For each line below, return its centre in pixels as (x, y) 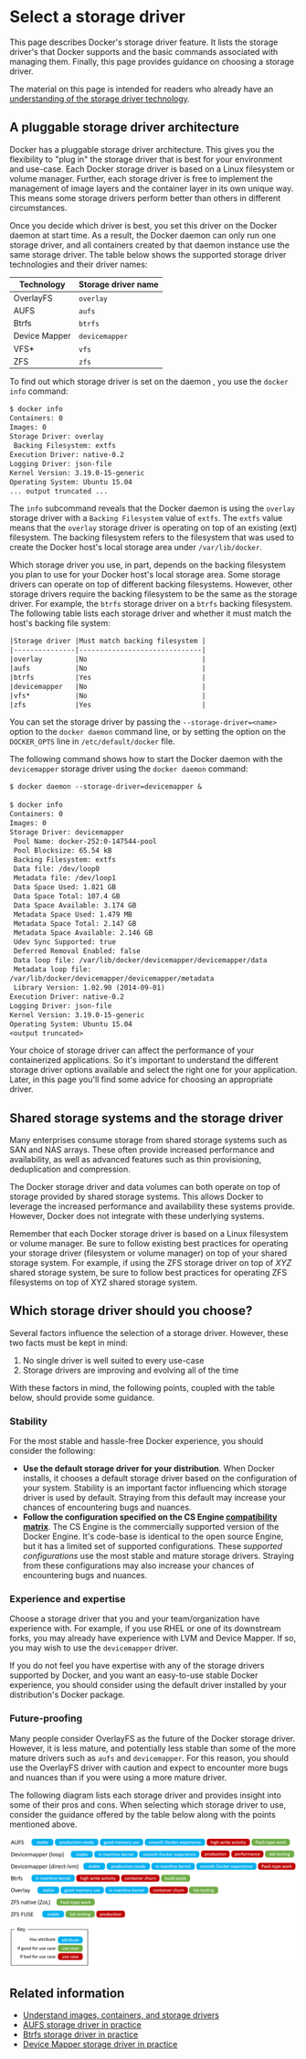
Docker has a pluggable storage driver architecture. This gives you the (142, 149)
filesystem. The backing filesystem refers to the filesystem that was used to (152, 537)
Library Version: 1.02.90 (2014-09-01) (90, 988)
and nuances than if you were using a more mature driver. (118, 1777)
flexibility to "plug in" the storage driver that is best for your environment (146, 159)
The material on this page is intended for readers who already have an (142, 89)
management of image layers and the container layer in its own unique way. (152, 188)
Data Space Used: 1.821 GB (65, 887)
